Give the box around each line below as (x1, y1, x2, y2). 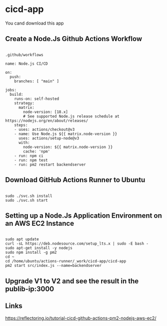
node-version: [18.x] (23, 109, 68, 114)
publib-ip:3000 (5, 284, 54, 293)
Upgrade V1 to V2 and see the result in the (5, 277, 139, 285)
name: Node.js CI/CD (5, 61, 48, 66)
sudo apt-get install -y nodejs (5, 246, 72, 251)
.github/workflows (5, 52, 43, 57)
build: (9, 92, 23, 97)
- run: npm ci (14, 153, 43, 158)
